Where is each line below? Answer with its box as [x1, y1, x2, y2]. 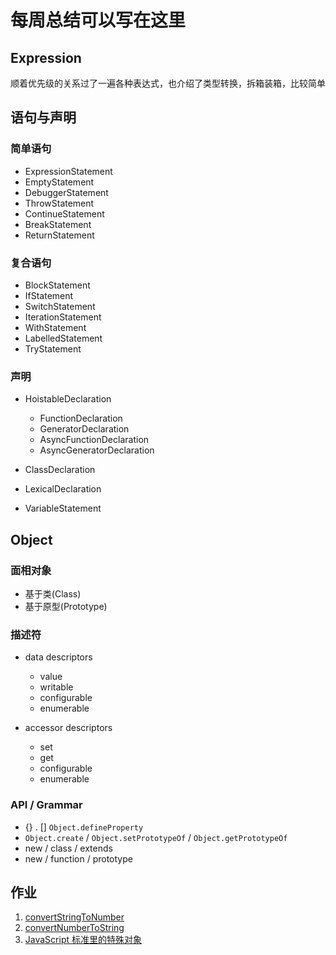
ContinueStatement [24, 207, 105, 220]
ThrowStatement [24, 197, 95, 209]
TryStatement [24, 342, 82, 355]
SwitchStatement [24, 300, 96, 312]
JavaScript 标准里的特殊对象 [24, 934, 142, 946]
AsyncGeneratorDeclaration [39, 444, 155, 456]
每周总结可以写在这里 [10, 9, 187, 32]
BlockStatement [24, 279, 91, 291]
